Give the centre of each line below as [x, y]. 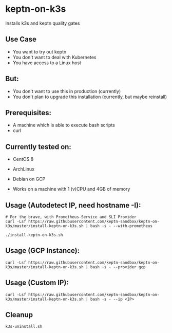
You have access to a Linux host [47, 63]
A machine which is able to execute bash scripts [64, 125]
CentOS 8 [23, 159]
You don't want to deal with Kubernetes [54, 57]
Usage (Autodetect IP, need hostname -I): [73, 205]
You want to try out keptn [40, 51]
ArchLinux [24, 169]
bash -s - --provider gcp [118, 267]
